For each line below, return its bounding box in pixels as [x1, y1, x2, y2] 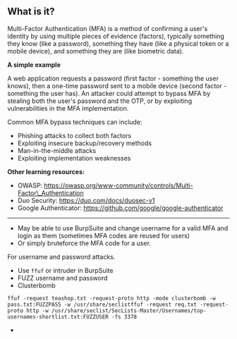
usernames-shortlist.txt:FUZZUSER [7, 313, 109, 320]
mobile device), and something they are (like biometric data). [7, 47, 184, 55]
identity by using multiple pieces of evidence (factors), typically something [7, 32, 224, 40]
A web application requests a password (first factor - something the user [7, 74, 219, 82]
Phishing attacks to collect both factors [17, 131, 132, 140]
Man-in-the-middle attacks [17, 146, 97, 154]
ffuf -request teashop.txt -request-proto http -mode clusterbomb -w [7, 295, 217, 302]
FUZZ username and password [17, 273, 108, 282]
